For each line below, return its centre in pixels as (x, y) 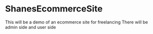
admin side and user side (31, 27)
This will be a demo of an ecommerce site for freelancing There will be (77, 22)
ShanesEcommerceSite (54, 9)
